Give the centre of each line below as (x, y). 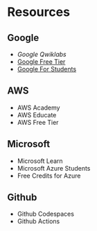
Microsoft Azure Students (54, 168)
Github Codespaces (46, 214)
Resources (39, 12)
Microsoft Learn (40, 161)
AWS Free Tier (38, 122)
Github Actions (38, 221)
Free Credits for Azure (49, 176)
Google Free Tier (41, 62)
